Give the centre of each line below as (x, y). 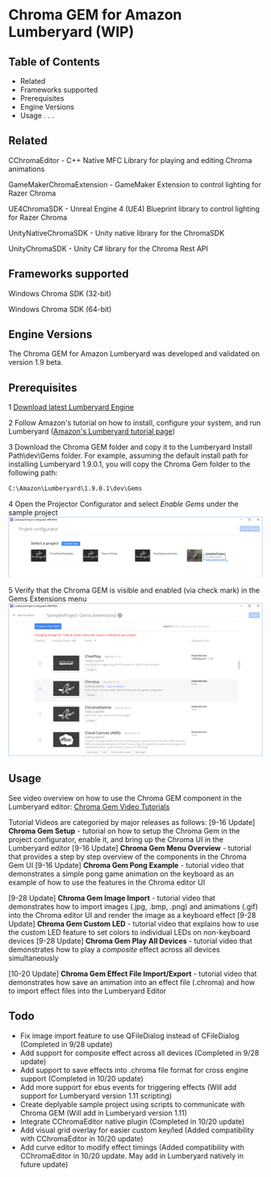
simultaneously (33, 957)
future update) (44, 1164)
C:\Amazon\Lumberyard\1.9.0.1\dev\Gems (75, 489)
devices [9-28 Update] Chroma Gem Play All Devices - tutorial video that (130, 940)
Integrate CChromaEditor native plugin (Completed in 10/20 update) (132, 1121)
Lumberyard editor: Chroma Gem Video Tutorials (89, 806)
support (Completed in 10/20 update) (81, 1079)
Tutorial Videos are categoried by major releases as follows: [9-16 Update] (132, 822)
